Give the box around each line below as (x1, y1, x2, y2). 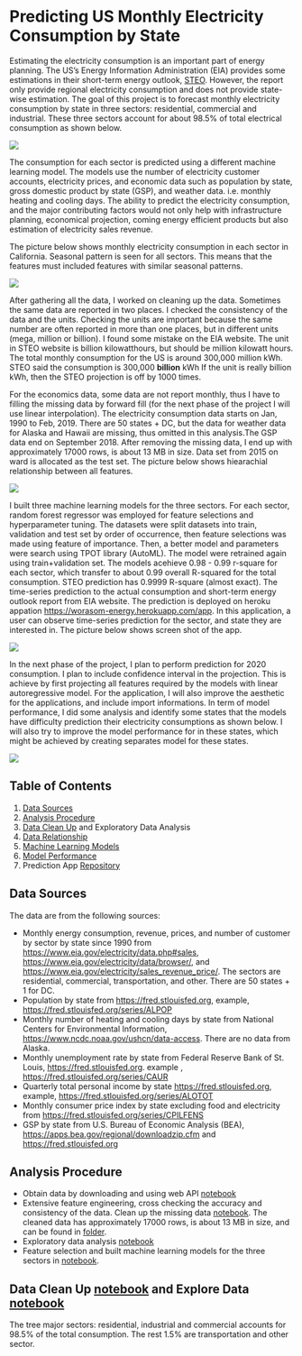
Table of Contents (9, 778, 113, 794)
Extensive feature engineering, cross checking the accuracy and (22, 1197, 262, 1209)
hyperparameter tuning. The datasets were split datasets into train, (9, 518, 258, 529)
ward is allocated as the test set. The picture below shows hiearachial (9, 455, 269, 466)
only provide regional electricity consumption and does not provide (9, 84, 259, 95)
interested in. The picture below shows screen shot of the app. (9, 624, 243, 635)
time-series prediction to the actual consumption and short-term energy (9, 586, 277, 597)
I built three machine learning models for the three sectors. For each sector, (9, 499, 290, 510)
